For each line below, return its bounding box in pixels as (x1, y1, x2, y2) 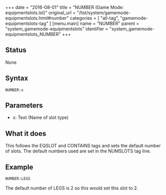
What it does (5, 129, 47, 138)
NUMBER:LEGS (5, 176, 30, 181)
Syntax (5, 74, 28, 83)
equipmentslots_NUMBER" (5, 31, 61, 37)
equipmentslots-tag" (5, 20, 49, 26)
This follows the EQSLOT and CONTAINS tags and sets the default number (5, 143, 161, 149)
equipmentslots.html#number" (5, 15, 69, 21)
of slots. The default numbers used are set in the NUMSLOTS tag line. (5, 148, 151, 154)
